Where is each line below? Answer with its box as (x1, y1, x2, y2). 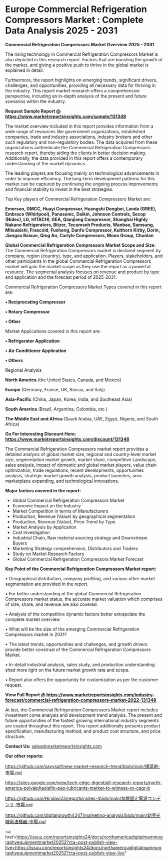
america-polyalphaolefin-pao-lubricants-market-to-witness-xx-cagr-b (5, 785, 150, 791)
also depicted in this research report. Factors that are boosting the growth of (5, 56, 163, 62)
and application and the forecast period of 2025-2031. (5, 274, 117, 280)
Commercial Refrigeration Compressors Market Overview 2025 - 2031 (5, 41, 154, 47)
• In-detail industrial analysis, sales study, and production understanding (5, 662, 155, 668)
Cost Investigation (12, 529, 50, 535)
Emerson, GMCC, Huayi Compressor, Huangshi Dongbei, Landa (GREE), (5, 205, 156, 211)
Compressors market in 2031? (5, 631, 67, 637)
